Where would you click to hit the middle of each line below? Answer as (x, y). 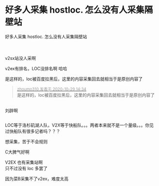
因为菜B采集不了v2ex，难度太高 (37, 179)
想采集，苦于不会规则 (26, 141)
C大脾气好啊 (17, 152)
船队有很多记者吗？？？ (37, 131)
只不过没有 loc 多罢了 (26, 168)
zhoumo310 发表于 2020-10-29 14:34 (51, 89)
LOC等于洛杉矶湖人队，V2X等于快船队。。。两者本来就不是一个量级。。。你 (77, 125)
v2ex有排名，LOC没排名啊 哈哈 (36, 68)
